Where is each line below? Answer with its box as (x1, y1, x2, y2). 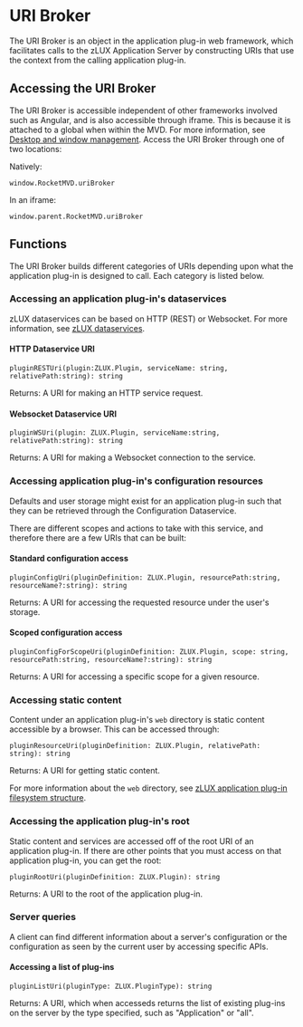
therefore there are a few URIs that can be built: (9, 532, 187, 543)
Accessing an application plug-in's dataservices (9, 293, 227, 305)
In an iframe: (9, 194, 57, 205)
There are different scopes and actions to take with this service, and (9, 523, 264, 533)
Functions (9, 236, 68, 252)
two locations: (9, 143, 62, 154)
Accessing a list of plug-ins (9, 962, 115, 973)
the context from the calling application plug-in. (9, 54, 187, 65)
